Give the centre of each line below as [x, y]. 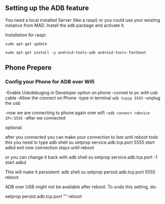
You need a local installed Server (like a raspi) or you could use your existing [83, 20]
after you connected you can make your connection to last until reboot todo [82, 137]
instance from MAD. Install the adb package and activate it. [65, 25]
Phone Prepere [28, 68]
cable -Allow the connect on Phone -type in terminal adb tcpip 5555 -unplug [83, 98]
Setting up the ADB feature [47, 8]
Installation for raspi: [26, 35]
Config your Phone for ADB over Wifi [50, 82]
